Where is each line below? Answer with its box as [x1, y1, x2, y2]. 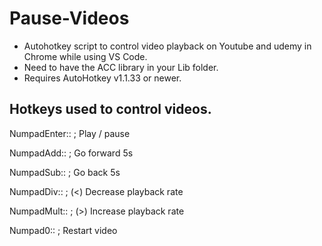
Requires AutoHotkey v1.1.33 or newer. [23, 72, 182, 84]
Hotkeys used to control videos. [9, 101, 212, 118]
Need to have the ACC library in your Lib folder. [23, 61, 219, 73]
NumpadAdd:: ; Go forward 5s [9, 147, 134, 159]
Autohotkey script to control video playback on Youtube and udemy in [23, 40, 312, 52]
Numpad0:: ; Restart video [9, 224, 118, 236]
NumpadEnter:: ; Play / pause [9, 127, 131, 139]
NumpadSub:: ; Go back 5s [9, 166, 121, 178]
